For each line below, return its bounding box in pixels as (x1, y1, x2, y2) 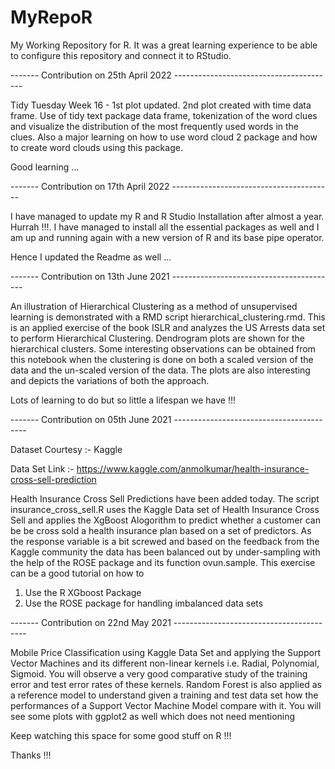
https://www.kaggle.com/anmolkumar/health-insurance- (76, 462, 310, 475)
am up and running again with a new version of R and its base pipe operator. (10, 231, 325, 243)
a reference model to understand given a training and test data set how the (10, 689, 319, 701)
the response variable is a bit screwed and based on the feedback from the (10, 535, 320, 547)
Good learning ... (10, 161, 80, 173)
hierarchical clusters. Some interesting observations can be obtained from (10, 342, 316, 355)
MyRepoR (10, 6, 93, 29)
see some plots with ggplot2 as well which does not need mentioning (10, 710, 296, 722)
